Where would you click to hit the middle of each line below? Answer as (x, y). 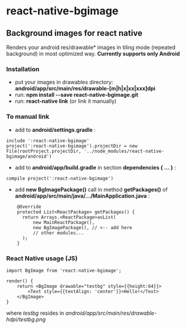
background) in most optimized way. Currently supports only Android (93, 54)
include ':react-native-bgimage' (48, 141)
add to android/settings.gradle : (55, 130)
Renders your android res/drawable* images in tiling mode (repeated (91, 47)
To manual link (28, 116)
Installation (23, 69)
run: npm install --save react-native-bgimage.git (77, 95)
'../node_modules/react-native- (124, 151)
